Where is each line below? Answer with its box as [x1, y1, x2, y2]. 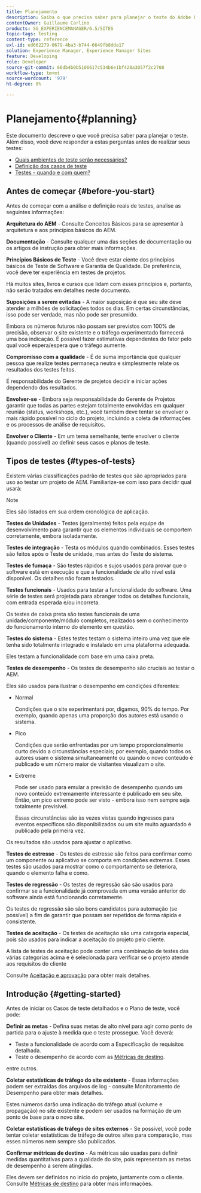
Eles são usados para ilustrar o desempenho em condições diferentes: [6, 682, 180, 689]
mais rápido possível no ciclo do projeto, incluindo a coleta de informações [6, 414, 191, 422]
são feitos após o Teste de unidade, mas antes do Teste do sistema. [6, 550, 173, 557]
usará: [6, 485, 22, 492]
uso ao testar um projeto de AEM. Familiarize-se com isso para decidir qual [6, 478, 191, 485]
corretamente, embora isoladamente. [6, 532, 98, 539]
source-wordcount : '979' [6, 75, 68, 81]
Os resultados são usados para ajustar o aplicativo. [6, 838, 133, 845]
